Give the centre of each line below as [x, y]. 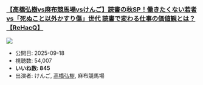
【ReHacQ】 [25, 27]
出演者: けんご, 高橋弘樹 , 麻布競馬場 [60, 76]
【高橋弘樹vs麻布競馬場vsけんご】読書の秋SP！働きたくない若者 [101, 9]
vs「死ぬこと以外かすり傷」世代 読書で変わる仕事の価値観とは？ [101, 18]
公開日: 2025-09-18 [40, 53]
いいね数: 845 [33, 68]
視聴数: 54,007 [33, 61]
